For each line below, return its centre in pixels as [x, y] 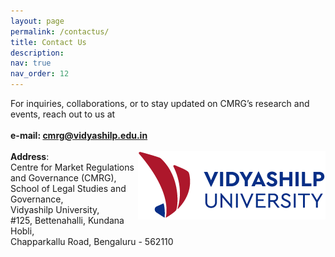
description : [37, 53]
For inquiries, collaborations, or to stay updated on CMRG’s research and [160, 103]
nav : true [31, 63]
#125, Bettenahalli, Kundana [67, 220]
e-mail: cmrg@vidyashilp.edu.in [79, 135]
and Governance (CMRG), [63, 178]
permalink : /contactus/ [60, 31]
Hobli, [22, 231]
